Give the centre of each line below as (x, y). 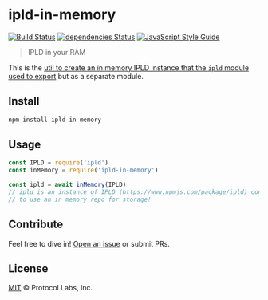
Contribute (36, 225)
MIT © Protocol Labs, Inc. (51, 288)
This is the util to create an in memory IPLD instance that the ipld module (129, 67)
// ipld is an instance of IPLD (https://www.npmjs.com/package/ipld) (128, 192)
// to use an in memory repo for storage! (80, 199)
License (28, 269)
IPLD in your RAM (57, 52)
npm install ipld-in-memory (55, 120)
